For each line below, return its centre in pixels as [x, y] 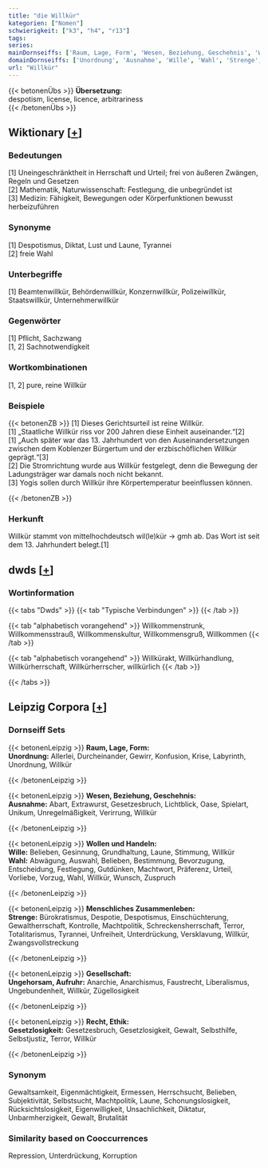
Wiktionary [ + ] [45, 133]
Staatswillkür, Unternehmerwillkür [64, 300]
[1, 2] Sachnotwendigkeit [49, 347]
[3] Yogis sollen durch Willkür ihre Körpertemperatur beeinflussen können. [130, 482]
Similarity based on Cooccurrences [78, 1138]
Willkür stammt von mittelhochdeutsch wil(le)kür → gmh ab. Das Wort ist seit [134, 536]
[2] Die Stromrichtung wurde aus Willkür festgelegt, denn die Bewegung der [133, 466]
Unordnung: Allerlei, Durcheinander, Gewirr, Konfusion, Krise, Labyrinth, [127, 756]
